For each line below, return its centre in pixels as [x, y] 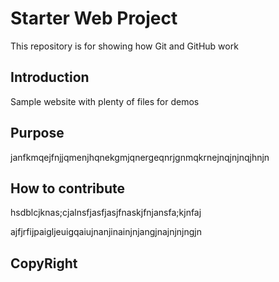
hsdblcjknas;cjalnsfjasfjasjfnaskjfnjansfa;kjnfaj [106, 213]
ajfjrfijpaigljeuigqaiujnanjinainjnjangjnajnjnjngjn [106, 232]
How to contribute [68, 188]
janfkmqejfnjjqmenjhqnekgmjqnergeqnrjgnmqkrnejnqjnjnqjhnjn [140, 157]
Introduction [50, 77]
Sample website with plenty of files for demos [105, 101]
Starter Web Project [94, 18]
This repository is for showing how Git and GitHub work [124, 46]
